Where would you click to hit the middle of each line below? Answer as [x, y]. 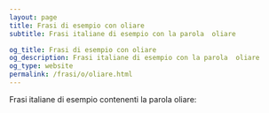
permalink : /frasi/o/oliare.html [71, 75]
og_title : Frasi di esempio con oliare [83, 49]
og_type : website [41, 66]
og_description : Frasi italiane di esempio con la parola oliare [134, 58]
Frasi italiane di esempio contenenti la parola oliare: [103, 99]
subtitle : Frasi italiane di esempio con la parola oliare [123, 34]
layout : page [33, 17]
